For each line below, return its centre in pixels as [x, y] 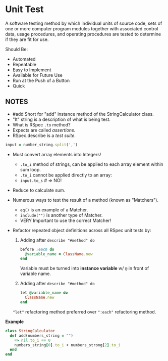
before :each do [37, 249]
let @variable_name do [44, 293]
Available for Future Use [38, 75]
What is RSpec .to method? [41, 124]
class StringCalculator [30, 331]
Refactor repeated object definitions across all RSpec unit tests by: [82, 230]
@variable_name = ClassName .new [59, 254]
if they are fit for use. [27, 39]
